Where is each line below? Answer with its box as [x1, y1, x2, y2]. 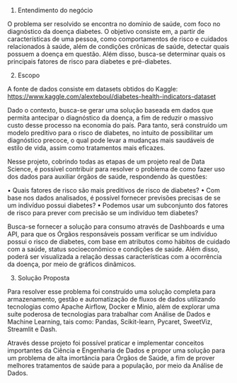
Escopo [17, 71, 40, 79]
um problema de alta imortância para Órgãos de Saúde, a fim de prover [7, 354, 215, 362]
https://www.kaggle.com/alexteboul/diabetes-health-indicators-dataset [7, 92, 216, 101]
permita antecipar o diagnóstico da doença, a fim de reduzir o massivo [7, 113, 214, 122]
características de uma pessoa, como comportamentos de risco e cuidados [7, 35, 228, 43]
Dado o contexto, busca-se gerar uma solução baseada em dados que [7, 106, 214, 114]
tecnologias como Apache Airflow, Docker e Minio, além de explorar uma [7, 302, 220, 311]
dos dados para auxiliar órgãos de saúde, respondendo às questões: [7, 173, 207, 181]
